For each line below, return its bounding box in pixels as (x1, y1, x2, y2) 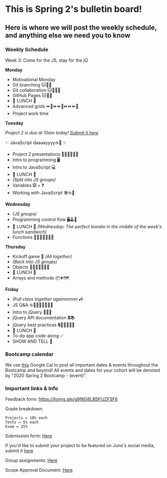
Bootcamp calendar (5, 351, 54, 358)
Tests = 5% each (5, 420, 39, 425)
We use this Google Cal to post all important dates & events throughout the (5, 362, 158, 368)
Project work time (12, 110, 49, 116)
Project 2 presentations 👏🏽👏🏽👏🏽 (12, 151, 79, 157)
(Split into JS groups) (12, 177, 56, 183)
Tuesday (5, 120, 24, 126)
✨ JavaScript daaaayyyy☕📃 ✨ (5, 139, 67, 145)
